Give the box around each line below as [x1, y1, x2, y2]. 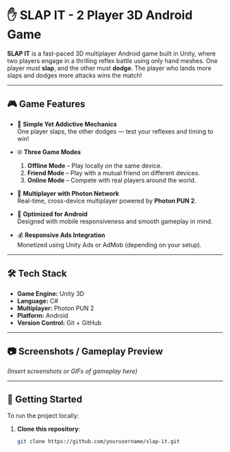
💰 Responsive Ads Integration [16, 231, 105, 239]
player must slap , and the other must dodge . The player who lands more [7, 64, 212, 72]
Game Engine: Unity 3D [16, 289, 84, 297]
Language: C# [16, 297, 59, 305]
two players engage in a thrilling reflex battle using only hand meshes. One [7, 56, 218, 64]
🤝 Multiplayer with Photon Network [16, 189, 120, 197]
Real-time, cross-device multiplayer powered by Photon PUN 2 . [16, 197, 197, 205]
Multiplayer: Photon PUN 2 [16, 304, 94, 312]
